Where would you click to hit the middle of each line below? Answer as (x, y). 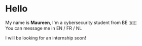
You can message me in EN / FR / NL (44, 28)
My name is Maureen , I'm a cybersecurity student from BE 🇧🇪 (71, 22)
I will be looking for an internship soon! (46, 37)
